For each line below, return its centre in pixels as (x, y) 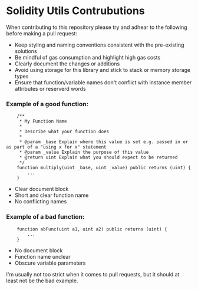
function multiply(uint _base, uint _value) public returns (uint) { (104, 168)
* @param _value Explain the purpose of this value (84, 152)
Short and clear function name (52, 195)
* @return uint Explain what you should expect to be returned (98, 157)
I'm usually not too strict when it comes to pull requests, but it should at (93, 274)
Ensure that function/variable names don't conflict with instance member (103, 82)
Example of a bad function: (45, 217)
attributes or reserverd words (50, 88)
